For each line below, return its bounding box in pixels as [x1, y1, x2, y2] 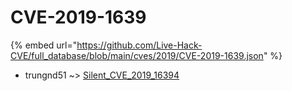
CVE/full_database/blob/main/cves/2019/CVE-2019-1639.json [10, 49, 264, 61]
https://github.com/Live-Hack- [76, 39, 203, 51]
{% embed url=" [10, 39, 78, 51]
